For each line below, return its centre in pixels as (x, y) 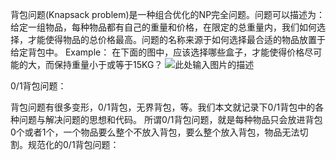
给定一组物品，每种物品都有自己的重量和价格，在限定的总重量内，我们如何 (163, 27)
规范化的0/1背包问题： (73, 144)
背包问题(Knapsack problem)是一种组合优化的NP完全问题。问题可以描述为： (168, 14)
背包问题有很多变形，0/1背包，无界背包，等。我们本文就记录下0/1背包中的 (163, 107)
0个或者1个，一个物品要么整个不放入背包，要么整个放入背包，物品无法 (155, 132)
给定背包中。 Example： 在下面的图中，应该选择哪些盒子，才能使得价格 (157, 52)
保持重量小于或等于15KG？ (108, 64)
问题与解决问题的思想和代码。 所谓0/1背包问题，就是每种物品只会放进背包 (170, 119)
